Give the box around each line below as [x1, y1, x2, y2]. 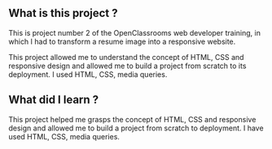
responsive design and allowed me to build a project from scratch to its [8, 61, 247, 70]
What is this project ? [8, 6, 118, 20]
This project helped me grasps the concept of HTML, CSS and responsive [8, 114, 257, 124]
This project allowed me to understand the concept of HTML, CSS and [8, 52, 244, 62]
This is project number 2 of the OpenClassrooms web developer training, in [8, 28, 261, 37]
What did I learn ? [8, 93, 99, 107]
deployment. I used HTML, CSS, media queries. [8, 69, 168, 79]
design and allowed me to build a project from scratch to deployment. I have [8, 123, 264, 133]
